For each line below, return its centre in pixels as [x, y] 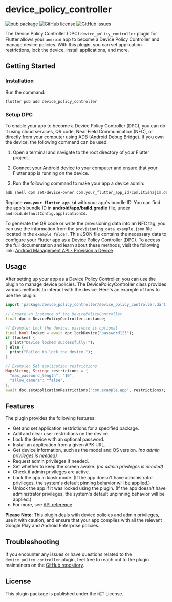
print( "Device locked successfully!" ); [52, 342]
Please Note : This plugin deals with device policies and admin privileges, [82, 515]
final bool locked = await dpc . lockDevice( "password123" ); [70, 333]
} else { [15, 347]
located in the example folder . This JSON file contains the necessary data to [86, 234]
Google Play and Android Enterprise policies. [52, 526]
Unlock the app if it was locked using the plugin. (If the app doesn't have [89, 488]
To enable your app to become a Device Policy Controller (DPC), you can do [85, 126]
